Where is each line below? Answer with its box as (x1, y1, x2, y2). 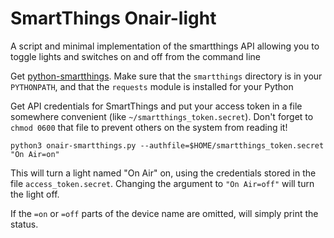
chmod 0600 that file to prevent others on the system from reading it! (10, 121, 288, 133)
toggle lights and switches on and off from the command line (10, 50, 261, 62)
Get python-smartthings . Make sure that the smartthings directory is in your (10, 70, 323, 82)
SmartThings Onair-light (10, 7, 217, 30)
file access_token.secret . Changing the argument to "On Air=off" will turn (10, 177, 315, 189)
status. (10, 218, 39, 230)
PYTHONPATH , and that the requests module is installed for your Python (10, 80, 294, 92)
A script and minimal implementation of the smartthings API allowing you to (10, 40, 320, 52)
